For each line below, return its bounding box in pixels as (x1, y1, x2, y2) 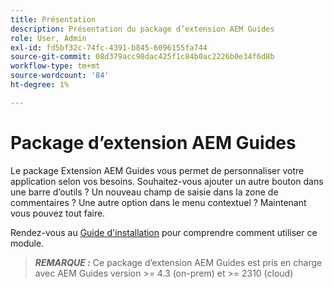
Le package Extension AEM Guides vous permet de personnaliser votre (10, 164, 305, 176)
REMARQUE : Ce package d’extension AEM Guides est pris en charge (34, 256, 323, 268)
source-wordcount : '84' (10, 71, 110, 81)
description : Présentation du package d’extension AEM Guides (10, 24, 275, 34)
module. (10, 237, 45, 249)
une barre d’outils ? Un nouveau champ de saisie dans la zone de (10, 186, 279, 198)
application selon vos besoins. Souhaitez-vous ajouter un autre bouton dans (10, 175, 324, 187)
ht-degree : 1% (10, 80, 70, 90)
